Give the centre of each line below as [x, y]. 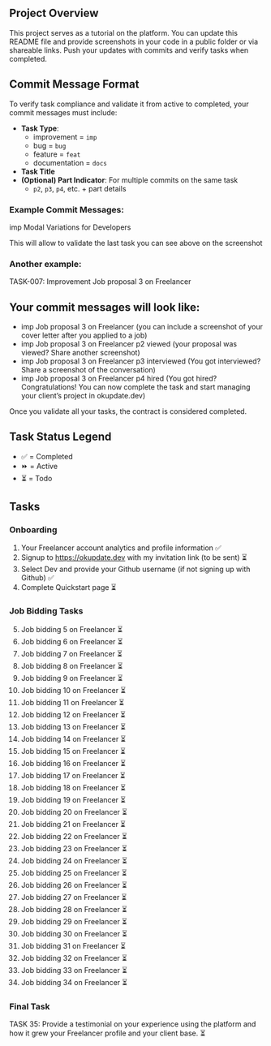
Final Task [30, 1006]
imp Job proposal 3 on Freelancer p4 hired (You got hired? [119, 379]
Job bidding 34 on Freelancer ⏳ [74, 982]
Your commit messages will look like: [105, 307]
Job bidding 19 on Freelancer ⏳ [73, 799]
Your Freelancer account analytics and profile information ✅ [121, 548]
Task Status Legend [60, 437]
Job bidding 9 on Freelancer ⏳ [72, 678]
